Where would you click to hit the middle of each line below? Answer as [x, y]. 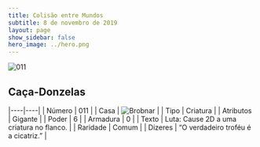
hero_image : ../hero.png [49, 45]
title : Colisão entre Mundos [56, 15]
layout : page [29, 30]
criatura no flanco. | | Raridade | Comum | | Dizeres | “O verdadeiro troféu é [130, 127]
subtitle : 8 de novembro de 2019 [63, 23]
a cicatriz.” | [27, 135]
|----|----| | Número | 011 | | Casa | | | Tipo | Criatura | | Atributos [130, 110]
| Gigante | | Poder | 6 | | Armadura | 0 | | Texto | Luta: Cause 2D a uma [123, 119]
